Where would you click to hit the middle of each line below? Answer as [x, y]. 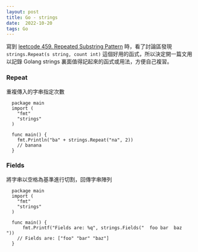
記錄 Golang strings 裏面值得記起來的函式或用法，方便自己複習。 [92, 61]
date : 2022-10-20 [29, 23]
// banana [30, 145]
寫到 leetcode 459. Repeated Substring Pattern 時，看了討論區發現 [89, 46]
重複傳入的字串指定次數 [35, 92]
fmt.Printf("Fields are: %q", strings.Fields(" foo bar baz [102, 228]
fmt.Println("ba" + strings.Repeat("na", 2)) [75, 140]
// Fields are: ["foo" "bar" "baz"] [63, 238]
